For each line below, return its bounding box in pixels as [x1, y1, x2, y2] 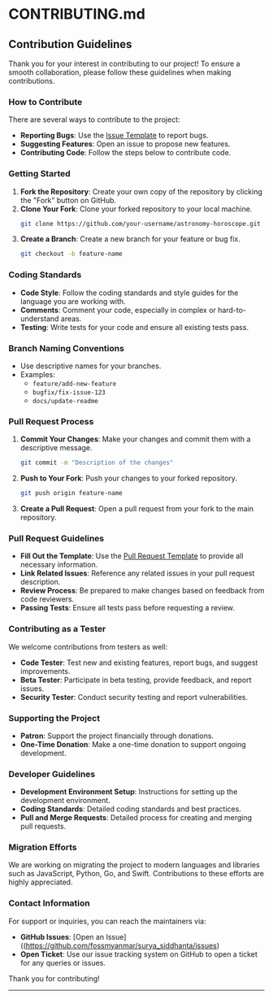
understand [19, 314, 59, 324]
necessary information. [19, 560, 98, 570]
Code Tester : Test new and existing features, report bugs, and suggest [19, 658, 258, 667]
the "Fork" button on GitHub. [19, 195, 116, 205]
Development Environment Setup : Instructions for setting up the [19, 787, 238, 797]
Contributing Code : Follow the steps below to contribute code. [19, 148, 232, 158]
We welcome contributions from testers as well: [8, 641, 168, 651]
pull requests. [19, 822, 67, 832]
